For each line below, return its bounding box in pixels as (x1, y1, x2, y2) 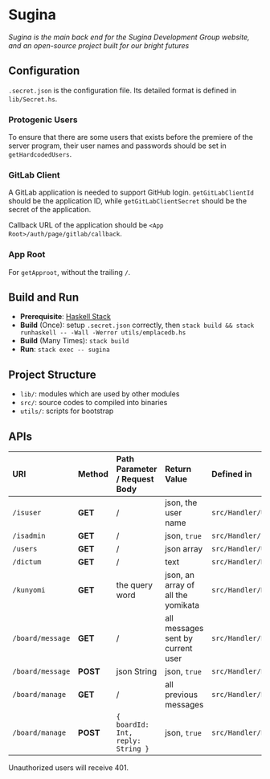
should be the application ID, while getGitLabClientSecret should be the (8, 196, 247, 206)
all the (164, 589, 188, 601)
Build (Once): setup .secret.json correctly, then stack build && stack (19, 320, 255, 330)
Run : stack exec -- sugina (19, 344, 110, 355)
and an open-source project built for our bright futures (8, 40, 190, 50)
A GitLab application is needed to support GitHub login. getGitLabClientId (8, 187, 255, 198)
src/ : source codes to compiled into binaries (19, 398, 168, 408)
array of (164, 580, 195, 591)
